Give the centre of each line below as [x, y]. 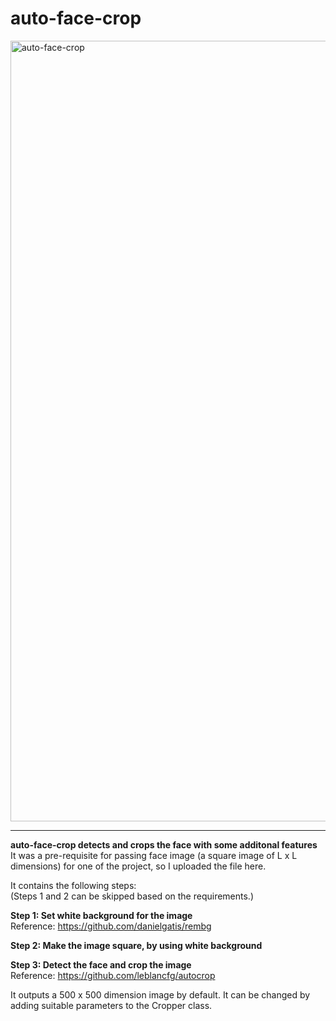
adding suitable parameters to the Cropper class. [111, 1005]
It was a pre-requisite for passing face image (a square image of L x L [154, 855]
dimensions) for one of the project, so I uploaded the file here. [138, 866]
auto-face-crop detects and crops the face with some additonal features [164, 844]
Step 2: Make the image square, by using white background [136, 945]
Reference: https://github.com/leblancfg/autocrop [113, 975]
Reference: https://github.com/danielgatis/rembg [111, 926]
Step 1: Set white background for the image [101, 915]
